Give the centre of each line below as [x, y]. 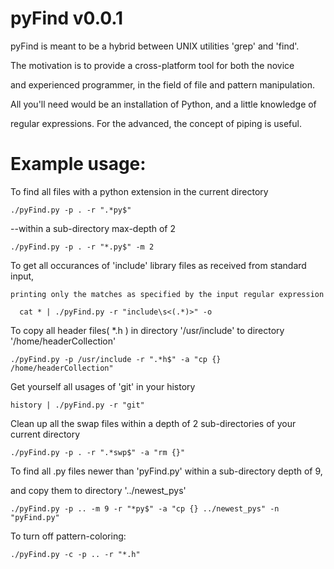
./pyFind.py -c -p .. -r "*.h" [75, 554]
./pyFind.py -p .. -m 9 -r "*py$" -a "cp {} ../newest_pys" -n [145, 508]
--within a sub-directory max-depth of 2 [93, 228]
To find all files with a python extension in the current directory [139, 191]
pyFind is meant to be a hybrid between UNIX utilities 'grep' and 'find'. [155, 46]
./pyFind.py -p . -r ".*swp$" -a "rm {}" [98, 452]
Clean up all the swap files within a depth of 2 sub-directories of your [153, 423]
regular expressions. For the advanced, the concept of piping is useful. [156, 123]
